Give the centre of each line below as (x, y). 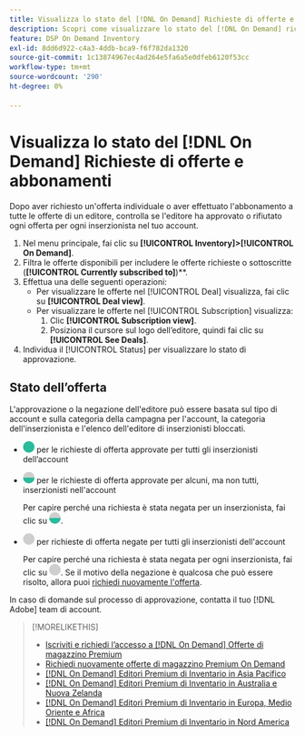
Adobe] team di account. (56, 610)
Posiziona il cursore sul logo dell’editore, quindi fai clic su (157, 330)
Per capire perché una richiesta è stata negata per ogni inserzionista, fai (157, 560)
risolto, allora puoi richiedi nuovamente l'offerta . (112, 582)
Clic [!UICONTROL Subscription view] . (123, 320)
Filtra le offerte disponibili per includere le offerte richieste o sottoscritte (157, 262)
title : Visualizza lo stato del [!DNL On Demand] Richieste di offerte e (152, 19)
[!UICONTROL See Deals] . (99, 339)
